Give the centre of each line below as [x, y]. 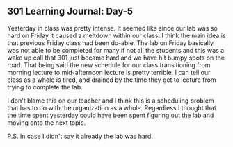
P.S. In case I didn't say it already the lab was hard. [80, 136]
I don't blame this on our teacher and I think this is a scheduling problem [111, 101]
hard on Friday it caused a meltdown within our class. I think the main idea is [116, 35]
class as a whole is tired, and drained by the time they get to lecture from [112, 80]
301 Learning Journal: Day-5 [70, 11]
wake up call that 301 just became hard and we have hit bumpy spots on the [116, 58]
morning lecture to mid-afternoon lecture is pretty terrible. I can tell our [109, 72]
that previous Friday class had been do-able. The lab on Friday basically [111, 43]
